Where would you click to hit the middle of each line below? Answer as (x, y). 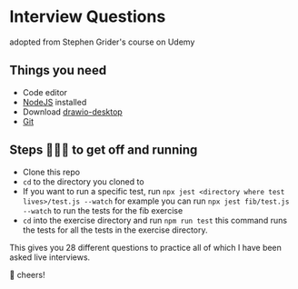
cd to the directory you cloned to (83, 181)
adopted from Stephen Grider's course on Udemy (102, 42)
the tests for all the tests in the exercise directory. (115, 230)
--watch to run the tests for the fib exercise (103, 210)
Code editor (45, 92)
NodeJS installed (55, 102)
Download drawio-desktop (72, 112)
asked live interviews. (50, 257)
